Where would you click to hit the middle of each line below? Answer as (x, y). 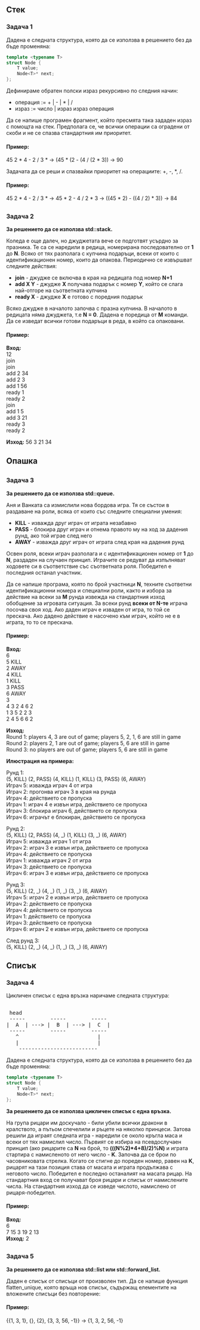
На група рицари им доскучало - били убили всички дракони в (87, 1123)
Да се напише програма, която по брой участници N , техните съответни (99, 584)
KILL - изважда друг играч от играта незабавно (76, 523)
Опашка (22, 461)
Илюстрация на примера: (40, 761)
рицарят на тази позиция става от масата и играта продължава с (90, 1167)
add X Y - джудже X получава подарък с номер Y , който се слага (99, 284)
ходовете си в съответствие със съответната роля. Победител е (89, 566)
